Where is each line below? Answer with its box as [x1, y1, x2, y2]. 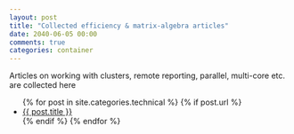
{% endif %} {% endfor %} [21, 116, 121, 127]
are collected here [9, 80, 77, 91]
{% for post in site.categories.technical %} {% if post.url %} [21, 97, 242, 107]
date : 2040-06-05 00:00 [9, 29, 98, 38]
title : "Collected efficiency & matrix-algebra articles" [9, 21, 229, 30]
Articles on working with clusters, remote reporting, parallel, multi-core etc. [9, 70, 286, 81]
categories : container [9, 46, 94, 55]
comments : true [9, 37, 66, 47]
